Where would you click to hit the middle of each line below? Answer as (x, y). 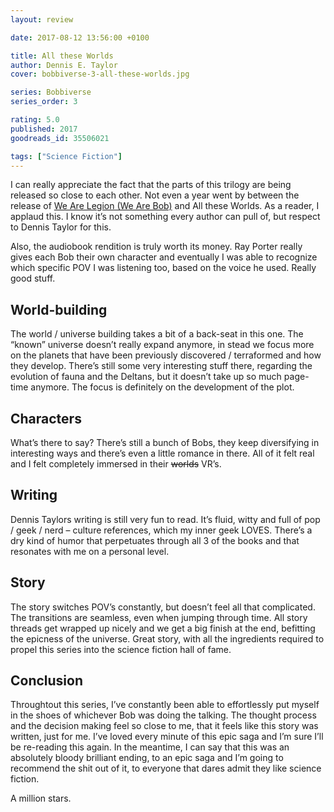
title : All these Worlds (62, 56)
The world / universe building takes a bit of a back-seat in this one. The (157, 334)
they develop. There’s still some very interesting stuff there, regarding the (161, 366)
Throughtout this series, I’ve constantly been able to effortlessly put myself (165, 705)
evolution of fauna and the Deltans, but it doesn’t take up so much (146, 377)
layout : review (42, 19)
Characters (46, 418)
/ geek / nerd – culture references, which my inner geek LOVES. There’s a (161, 530)
